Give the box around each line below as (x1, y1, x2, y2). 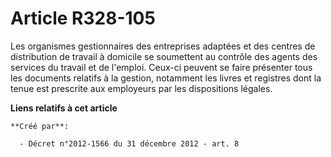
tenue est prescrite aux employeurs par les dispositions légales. (10, 82, 273, 94)
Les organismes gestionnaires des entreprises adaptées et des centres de (10, 40, 316, 52)
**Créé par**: (10, 121, 70, 131)
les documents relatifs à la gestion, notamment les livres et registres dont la (10, 72, 322, 84)
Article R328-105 (10, 7, 156, 30)
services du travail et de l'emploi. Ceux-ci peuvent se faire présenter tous (10, 61, 313, 73)
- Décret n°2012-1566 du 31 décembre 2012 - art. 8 (19, 138, 240, 149)
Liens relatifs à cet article (10, 102, 118, 114)
